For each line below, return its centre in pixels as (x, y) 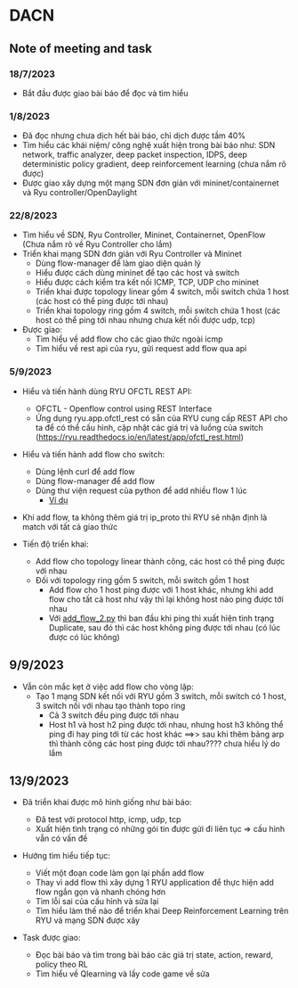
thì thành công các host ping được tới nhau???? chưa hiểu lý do (164, 743)
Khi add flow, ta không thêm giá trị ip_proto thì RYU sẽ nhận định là (145, 517)
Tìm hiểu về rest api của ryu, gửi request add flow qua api (141, 349)
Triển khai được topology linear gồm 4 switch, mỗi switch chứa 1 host (162, 292)
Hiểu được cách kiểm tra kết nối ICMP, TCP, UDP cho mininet (147, 283)
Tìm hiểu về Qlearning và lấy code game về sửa (123, 974)
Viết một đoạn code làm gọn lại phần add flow (120, 873)
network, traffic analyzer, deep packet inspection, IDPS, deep (134, 155)
